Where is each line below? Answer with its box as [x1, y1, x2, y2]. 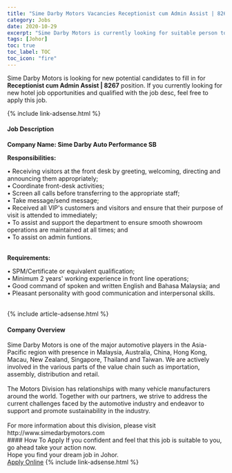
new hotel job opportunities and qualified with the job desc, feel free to [7, 88, 209, 97]
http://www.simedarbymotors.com [7, 429, 105, 437]
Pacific [7, 348, 27, 356]
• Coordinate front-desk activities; [7, 181, 105, 190]
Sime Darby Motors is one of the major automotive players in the [7, 341, 191, 349]
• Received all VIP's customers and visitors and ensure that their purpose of [7, 203, 223, 212]
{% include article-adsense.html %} [7, 310, 109, 318]
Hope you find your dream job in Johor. [7, 451, 119, 459]
